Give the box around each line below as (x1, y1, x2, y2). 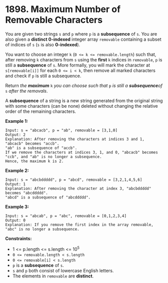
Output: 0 (5, 218, 26, 223)
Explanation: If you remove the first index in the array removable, (5, 222, 154, 227)
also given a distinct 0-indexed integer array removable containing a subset (5, 36, 161, 42)
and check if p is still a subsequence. (5, 73, 82, 79)
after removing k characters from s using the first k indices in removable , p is (5, 56, 162, 62)
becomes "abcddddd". (5, 190, 49, 195)
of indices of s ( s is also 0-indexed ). (5, 41, 80, 47)
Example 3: (5, 203, 29, 209)
